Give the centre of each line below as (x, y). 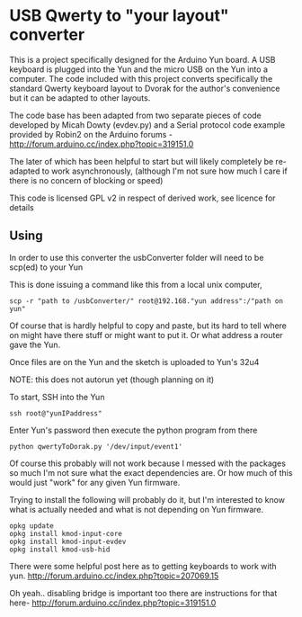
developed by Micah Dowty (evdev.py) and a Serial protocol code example (147, 125)
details (22, 207)
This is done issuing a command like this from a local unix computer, (136, 284)
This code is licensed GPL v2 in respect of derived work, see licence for (142, 198)
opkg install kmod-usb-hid (60, 550)
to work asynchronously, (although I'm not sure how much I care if (164, 171)
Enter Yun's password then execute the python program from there (133, 430)
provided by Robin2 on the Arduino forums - (91, 134)
